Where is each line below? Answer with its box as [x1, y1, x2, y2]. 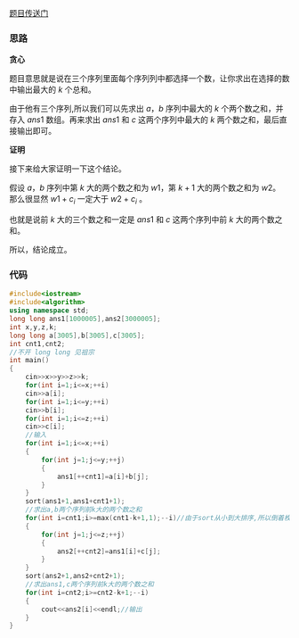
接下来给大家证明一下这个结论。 [9, 163, 126, 174]
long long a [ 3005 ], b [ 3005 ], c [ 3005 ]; [9, 331, 145, 340]
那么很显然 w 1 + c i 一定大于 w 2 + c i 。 [9, 194, 148, 207]
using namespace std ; [9, 306, 90, 315]
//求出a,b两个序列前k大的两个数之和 [25, 505, 142, 515]
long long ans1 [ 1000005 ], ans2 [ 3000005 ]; [9, 315, 162, 324]
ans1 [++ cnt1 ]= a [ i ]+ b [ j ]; [56, 472, 149, 481]
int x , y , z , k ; [9, 322, 58, 332]
